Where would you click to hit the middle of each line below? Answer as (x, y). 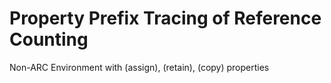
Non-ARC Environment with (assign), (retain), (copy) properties (139, 67)
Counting (49, 39)
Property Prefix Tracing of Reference (165, 18)
